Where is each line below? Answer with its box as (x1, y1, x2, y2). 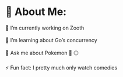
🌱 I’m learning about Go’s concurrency (5, 36, 97, 43)
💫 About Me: (5, 5, 67, 19)
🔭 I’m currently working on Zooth (5, 24, 85, 31)
